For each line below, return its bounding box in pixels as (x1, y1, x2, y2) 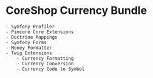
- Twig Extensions (5, 50, 52, 56)
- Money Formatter (5, 45, 52, 51)
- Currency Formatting (16, 55, 74, 61)
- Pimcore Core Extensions (5, 28, 74, 35)
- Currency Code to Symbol (16, 66, 85, 72)
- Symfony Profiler (5, 24, 55, 30)
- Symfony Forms (5, 39, 47, 45)
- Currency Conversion (16, 60, 74, 67)
